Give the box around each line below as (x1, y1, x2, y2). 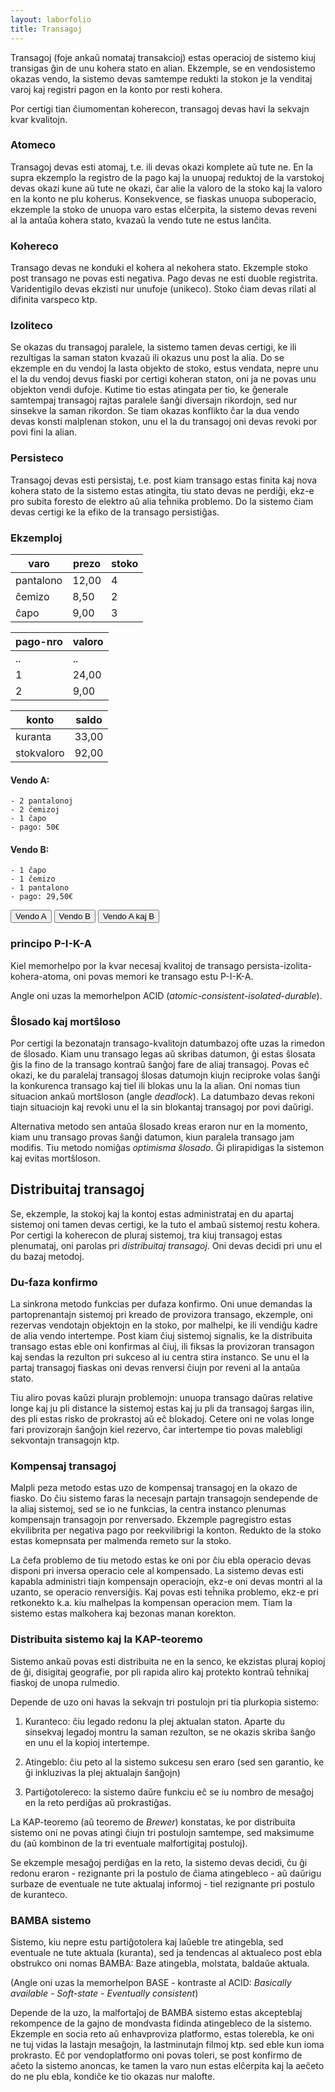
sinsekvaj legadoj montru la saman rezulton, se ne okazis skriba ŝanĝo (24, 1726, 316, 1738)
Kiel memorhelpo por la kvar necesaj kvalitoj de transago (10, 959, 245, 971)
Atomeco (10, 138, 56, 152)
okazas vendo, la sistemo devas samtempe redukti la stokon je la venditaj (10, 72, 313, 85)
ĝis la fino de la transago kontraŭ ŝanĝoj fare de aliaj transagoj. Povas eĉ (10, 1058, 310, 1070)
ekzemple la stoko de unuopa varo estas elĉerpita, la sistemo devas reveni (10, 203, 317, 215)
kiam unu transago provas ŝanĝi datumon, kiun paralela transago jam (10, 1131, 295, 1143)
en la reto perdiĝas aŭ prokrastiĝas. (24, 1796, 172, 1808)
